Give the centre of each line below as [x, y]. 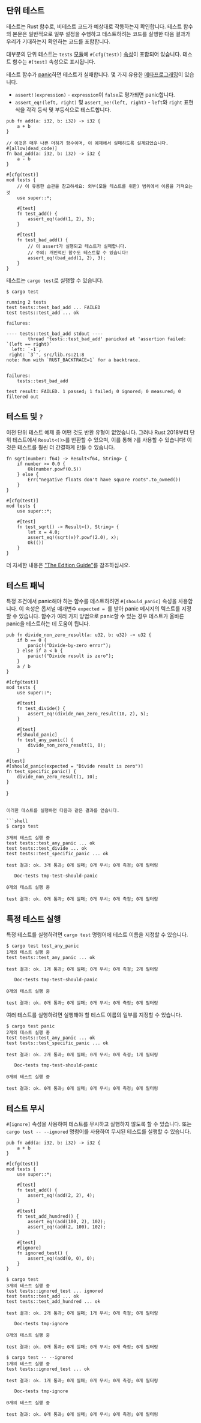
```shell [17, 821]
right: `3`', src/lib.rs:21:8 [46, 355]
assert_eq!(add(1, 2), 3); [61, 219]
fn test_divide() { [41, 709]
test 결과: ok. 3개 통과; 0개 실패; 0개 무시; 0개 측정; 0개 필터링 [82, 865]
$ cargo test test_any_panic [43, 946]
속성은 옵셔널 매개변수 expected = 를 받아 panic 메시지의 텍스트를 [103, 609]
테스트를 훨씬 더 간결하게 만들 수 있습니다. [66, 447]
